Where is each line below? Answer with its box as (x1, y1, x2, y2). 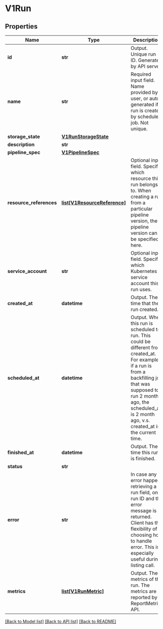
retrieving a (130, 483, 157, 490)
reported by (130, 594, 158, 600)
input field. (130, 77, 155, 83)
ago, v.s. (130, 417, 150, 423)
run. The (130, 582, 150, 588)
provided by (130, 89, 158, 96)
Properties (5, 22, 38, 31)
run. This (130, 332, 151, 339)
